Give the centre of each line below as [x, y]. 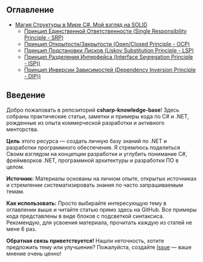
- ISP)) [32, 63]
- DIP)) [32, 76]
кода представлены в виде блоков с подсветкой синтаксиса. [85, 216]
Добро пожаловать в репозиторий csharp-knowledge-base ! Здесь [93, 110]
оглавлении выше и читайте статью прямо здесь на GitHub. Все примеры [101, 209]
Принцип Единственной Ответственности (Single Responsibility [105, 31]
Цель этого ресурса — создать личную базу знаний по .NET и [87, 141]
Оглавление [30, 10]
